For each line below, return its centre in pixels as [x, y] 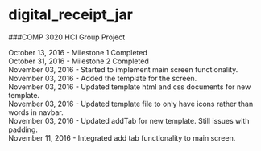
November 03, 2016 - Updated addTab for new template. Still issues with [129, 120]
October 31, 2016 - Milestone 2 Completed [79, 61]
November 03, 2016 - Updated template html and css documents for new [130, 87]
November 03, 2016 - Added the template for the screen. [103, 78]
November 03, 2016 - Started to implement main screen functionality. [123, 69]
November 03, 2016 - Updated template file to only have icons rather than [131, 104]
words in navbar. [36, 112]
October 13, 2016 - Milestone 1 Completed [78, 52]
